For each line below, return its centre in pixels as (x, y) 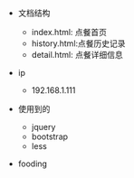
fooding (33, 164)
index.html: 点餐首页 (69, 32)
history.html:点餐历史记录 (78, 43)
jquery (43, 126)
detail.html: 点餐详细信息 (77, 54)
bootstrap (50, 136)
